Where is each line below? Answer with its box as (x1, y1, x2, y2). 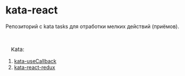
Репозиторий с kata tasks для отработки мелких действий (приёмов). (5, 23, 179, 30)
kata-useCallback (13, 57, 57, 64)
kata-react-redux (13, 64, 55, 71)
